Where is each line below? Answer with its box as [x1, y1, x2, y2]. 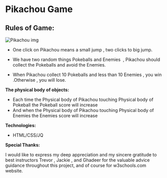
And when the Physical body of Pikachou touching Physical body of [12, 107, 154, 113]
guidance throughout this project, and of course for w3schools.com [5, 162, 147, 168]
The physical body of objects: [5, 87, 69, 93]
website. [5, 168, 23, 173]
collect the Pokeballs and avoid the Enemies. [12, 62, 106, 68]
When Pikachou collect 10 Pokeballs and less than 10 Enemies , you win [12, 72, 162, 78]
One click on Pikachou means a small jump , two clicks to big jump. [12, 47, 153, 52]
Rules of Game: [5, 24, 55, 32]
